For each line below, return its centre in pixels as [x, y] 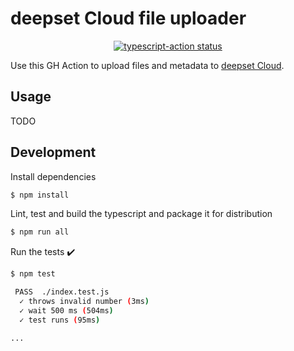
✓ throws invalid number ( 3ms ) [84, 302]
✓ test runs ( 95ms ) [60, 320]
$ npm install [40, 195]
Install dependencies [53, 176]
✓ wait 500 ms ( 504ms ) [66, 310]
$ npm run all [40, 232]
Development [53, 152]
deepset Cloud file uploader [128, 18]
